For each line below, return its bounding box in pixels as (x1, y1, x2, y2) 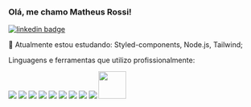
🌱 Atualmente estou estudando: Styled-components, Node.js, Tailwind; (8, 40, 244, 50)
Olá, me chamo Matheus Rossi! (8, 6, 132, 18)
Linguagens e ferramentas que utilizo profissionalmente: (8, 55, 195, 65)
